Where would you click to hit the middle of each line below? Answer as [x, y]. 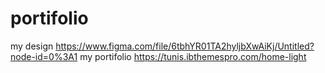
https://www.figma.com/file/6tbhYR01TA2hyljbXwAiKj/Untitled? [185, 46]
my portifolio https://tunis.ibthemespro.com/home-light [193, 56]
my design [32, 46]
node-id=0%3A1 [44, 56]
